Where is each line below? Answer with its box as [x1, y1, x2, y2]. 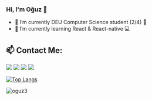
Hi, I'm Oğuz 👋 [6, 5, 48, 14]
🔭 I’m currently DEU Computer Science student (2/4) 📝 [14, 19, 147, 26]
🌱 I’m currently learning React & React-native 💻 [14, 25, 130, 32]
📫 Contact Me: [6, 45, 63, 55]
